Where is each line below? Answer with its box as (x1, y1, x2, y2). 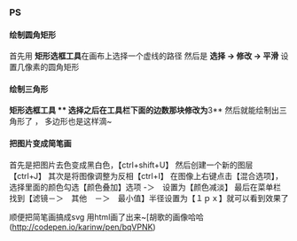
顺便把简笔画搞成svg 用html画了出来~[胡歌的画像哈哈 (9, 211, 204, 222)
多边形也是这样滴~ (43, 116, 113, 127)
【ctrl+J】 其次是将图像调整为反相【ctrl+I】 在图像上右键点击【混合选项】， (9, 170, 284, 181)
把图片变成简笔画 (9, 137, 72, 148)
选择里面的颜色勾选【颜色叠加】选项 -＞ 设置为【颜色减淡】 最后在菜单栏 (9, 182, 282, 192)
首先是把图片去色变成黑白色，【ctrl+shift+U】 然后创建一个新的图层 (9, 159, 254, 170)
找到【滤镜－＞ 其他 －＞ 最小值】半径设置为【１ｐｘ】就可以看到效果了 (9, 192, 289, 203)
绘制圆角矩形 (9, 29, 56, 40)
